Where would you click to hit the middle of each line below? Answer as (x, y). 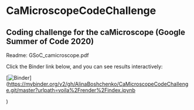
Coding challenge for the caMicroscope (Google (96, 32)
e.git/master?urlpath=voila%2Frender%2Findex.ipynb (71, 90)
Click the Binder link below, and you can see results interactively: (84, 66)
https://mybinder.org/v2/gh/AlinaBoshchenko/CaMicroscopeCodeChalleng (98, 84)
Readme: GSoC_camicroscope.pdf (47, 55)
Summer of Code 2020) (50, 41)
